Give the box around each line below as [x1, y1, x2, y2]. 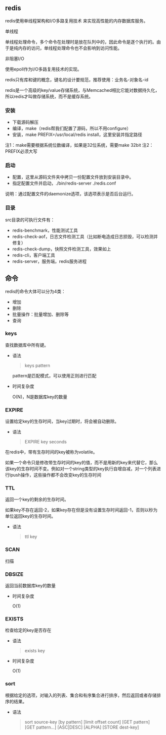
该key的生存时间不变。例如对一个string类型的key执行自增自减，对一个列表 [5, 466, 157, 472]
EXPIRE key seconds [24, 439, 67, 445]
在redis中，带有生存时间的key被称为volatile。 [5, 449, 98, 455]
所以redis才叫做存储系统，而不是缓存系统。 [5, 93, 93, 99]
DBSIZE [5, 570, 24, 577]
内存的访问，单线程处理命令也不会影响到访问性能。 [18, 45, 122, 51]
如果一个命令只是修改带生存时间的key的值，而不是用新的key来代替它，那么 [5, 460, 158, 466]
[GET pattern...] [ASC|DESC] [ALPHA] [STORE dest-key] [24, 724, 139, 730]
